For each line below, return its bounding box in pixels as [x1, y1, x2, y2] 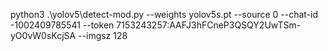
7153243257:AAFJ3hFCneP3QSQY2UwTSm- [116, 19, 302, 31]
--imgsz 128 [78, 30, 128, 41]
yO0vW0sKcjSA [10, 30, 77, 41]
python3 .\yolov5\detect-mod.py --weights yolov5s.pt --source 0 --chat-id [10, 9, 319, 20]
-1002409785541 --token [10, 19, 115, 31]
